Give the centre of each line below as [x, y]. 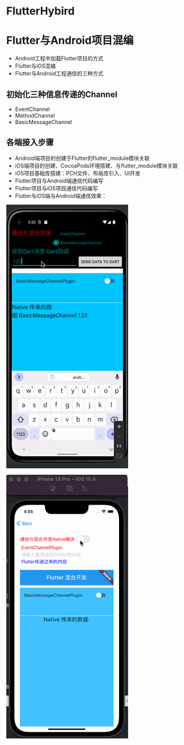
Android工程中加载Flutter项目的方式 [59, 58]
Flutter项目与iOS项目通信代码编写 [56, 188]
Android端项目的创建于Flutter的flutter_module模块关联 [82, 158]
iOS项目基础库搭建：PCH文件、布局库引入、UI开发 [78, 173]
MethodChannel [35, 115]
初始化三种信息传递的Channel [62, 94]
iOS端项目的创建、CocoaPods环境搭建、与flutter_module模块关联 [97, 165]
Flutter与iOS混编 [35, 66]
